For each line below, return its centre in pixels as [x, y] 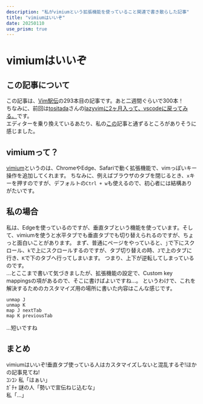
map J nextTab [24, 310]
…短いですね [22, 327]
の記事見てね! [23, 372]
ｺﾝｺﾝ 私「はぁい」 [28, 380]
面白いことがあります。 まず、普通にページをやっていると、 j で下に [101, 242]
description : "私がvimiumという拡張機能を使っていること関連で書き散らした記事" [98, 12]
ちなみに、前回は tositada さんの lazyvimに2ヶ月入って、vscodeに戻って [95, 108]
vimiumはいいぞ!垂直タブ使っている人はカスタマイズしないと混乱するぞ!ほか [101, 365]
